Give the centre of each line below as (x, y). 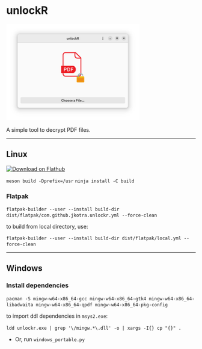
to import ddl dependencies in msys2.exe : (57, 316)
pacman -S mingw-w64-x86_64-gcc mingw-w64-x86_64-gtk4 (76, 298)
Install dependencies (38, 285)
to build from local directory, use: (47, 227)
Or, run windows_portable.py (50, 339)
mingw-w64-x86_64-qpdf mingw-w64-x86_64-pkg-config (102, 304)
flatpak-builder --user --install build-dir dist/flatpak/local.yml (94, 238)
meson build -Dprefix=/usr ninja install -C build (70, 181)
